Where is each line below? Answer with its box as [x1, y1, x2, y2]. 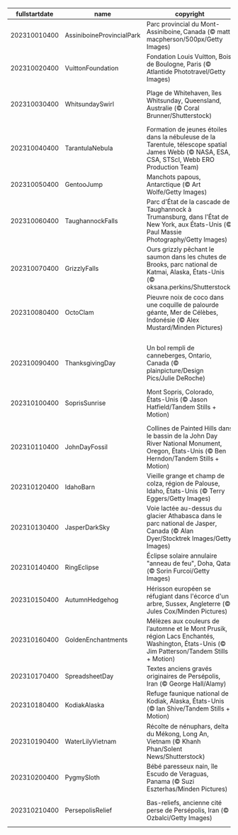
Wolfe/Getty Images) [146, 188, 208, 196]
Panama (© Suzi [146, 777, 195, 785]
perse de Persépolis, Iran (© [146, 806, 229, 814]
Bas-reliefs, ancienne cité [146, 798, 222, 807]
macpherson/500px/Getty [146, 35, 223, 43]
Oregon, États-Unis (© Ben [146, 446, 227, 455]
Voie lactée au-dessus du [146, 504, 222, 512]
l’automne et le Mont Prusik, [146, 624, 228, 632]
